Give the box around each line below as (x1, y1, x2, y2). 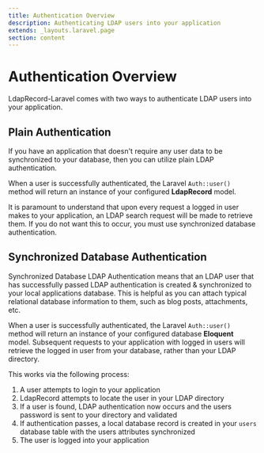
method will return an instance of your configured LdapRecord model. (8, 187, 237, 196)
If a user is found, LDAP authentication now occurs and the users (19, 402, 232, 411)
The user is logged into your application (19, 435, 149, 444)
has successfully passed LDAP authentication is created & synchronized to (8, 280, 252, 289)
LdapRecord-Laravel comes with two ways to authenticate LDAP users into (8, 94, 252, 104)
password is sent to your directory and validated (19, 409, 178, 420)
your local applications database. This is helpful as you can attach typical (8, 288, 247, 298)
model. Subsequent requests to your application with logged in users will (8, 337, 245, 347)
